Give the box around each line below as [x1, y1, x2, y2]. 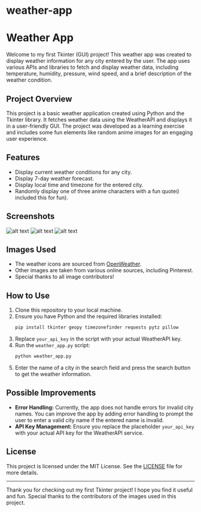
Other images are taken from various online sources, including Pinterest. [14, 267, 193, 274]
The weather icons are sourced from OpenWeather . [14, 260, 142, 267]
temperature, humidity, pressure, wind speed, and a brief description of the [6, 70, 192, 77]
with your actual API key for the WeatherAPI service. [14, 429, 144, 436]
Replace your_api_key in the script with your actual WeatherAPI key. [14, 335, 182, 342]
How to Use [6, 290, 50, 300]
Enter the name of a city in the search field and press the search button [14, 364, 191, 371]
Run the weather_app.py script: [14, 342, 90, 349]
